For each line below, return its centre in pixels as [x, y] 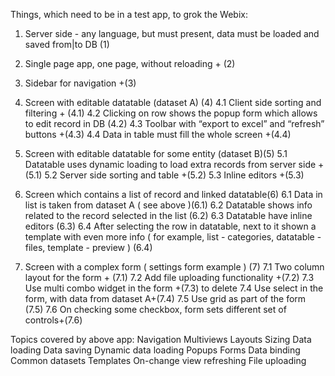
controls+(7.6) [53, 320]
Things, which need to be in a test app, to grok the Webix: [129, 14]
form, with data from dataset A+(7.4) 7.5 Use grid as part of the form [165, 298]
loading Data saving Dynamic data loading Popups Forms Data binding [155, 350]
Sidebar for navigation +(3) [80, 83]
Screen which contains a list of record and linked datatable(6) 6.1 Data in [173, 194]
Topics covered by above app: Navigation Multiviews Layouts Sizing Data [161, 339]
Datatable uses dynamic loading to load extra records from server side [170, 164]
